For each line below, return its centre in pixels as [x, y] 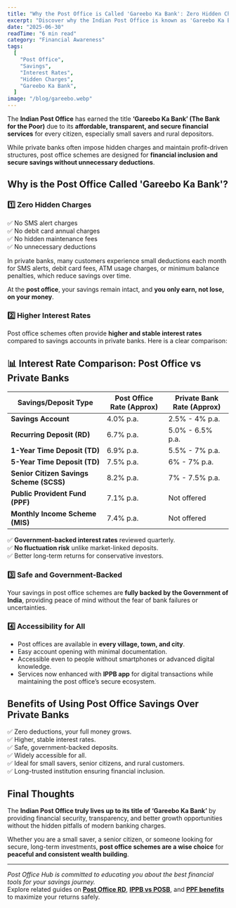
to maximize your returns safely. [54, 897]
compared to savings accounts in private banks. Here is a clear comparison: [117, 340]
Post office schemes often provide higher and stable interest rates [105, 333]
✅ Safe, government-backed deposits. [63, 748]
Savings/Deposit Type [55, 402]
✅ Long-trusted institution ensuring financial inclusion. [86, 772]
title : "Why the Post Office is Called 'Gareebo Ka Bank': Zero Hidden [114, 14]
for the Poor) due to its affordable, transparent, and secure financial [108, 126]
